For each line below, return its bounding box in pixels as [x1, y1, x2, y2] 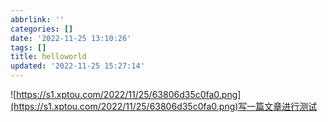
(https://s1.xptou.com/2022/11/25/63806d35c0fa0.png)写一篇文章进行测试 [10, 101, 318, 112]
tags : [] [10, 42, 47, 53]
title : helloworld [10, 52, 87, 62]
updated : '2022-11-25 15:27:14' [10, 61, 145, 71]
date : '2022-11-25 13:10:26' [10, 33, 132, 43]
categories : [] [10, 24, 74, 34]
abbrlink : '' [10, 14, 65, 25]
